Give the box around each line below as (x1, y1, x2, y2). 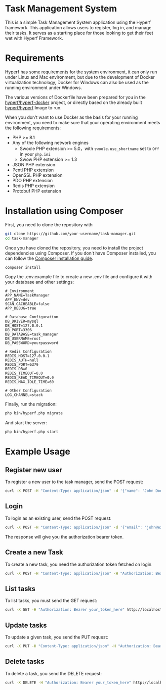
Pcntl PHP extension (12, 167, 54, 173)
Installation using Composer (5, 205, 124, 217)
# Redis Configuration (5, 349, 52, 354)
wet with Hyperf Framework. (5, 35, 63, 41)
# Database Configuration (5, 315, 58, 320)
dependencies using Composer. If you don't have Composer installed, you (5, 250, 156, 256)
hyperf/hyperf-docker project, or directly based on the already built (5, 99, 142, 105)
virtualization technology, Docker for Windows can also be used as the (5, 79, 149, 85)
